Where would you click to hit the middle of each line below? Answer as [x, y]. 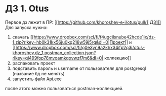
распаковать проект [34, 63]
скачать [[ [23, 37]
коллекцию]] [118, 58]
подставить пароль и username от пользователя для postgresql [79, 68]
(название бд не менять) [39, 73]
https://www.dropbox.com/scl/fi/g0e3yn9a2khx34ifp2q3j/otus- [80, 47]
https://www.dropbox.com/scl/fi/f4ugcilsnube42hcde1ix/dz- [95, 37]
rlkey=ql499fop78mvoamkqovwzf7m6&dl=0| [58, 58]
